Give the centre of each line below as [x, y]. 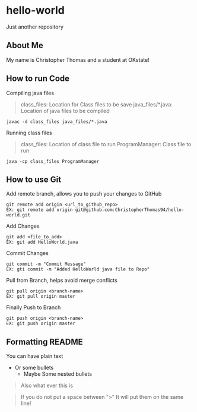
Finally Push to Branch [34, 307]
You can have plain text [35, 356]
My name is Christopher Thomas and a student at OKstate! [78, 59]
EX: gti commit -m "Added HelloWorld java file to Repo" [78, 269]
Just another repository [35, 27]
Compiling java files [30, 93]
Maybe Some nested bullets [58, 374]
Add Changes [23, 226]
